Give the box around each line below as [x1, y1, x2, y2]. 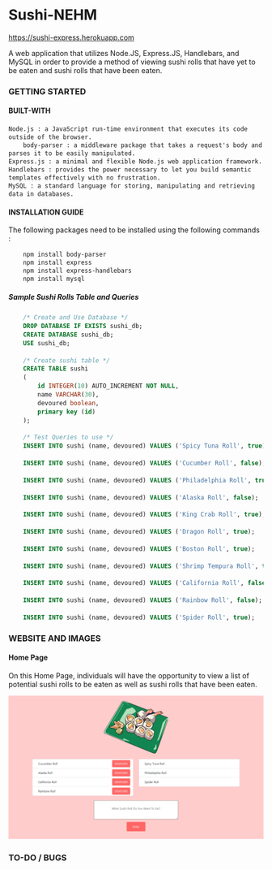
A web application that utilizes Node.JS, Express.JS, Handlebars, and [8, 48, 240, 58]
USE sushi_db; [23, 339, 70, 347]
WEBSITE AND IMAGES [8, 632, 101, 643]
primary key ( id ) [37, 408, 96, 416]
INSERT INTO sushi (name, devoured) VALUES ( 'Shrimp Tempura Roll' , [23, 562, 259, 570]
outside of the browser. [8, 133, 92, 141]
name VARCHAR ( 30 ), [37, 391, 100, 399]
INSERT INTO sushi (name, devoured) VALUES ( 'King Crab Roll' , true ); [23, 510, 266, 519]
